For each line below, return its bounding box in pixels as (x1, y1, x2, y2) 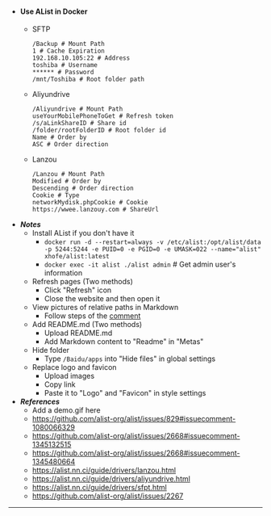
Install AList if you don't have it (31, 229, 135, 238)
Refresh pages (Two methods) (31, 277, 133, 287)
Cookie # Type (31, 191, 80, 199)
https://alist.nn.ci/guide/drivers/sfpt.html (31, 483, 167, 493)
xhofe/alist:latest (44, 253, 110, 261)
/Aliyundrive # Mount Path (31, 105, 123, 113)
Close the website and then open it (44, 294, 161, 304)
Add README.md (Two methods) (31, 320, 143, 329)
